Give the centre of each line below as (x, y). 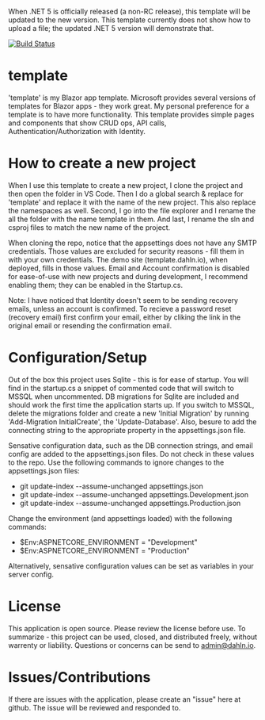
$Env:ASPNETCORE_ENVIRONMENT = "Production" (104, 550)
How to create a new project (102, 164)
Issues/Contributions (79, 677)
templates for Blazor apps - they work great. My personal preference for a (129, 105)
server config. (31, 574)
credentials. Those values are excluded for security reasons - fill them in (126, 251)
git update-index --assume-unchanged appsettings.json (111, 486)
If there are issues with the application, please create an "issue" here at (125, 699)
